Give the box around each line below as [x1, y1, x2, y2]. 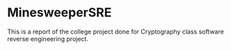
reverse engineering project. [7, 34, 89, 42]
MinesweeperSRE [7, 5, 112, 21]
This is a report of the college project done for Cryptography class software [7, 27, 224, 36]
